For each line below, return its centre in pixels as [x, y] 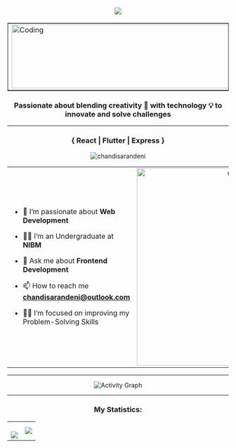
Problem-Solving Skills [61, 322]
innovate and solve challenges [118, 114]
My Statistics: [118, 409]
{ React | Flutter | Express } [118, 140]
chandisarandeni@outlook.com [77, 297]
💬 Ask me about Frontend [65, 261]
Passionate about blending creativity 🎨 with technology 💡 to [118, 105]
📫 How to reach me [56, 286]
